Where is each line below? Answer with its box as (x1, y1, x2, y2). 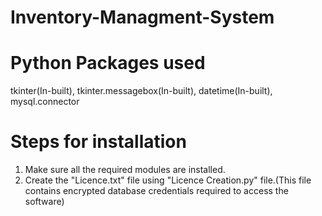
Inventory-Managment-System (10, 6, 275, 29)
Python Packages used (10, 52, 206, 75)
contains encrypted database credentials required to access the (24, 185, 289, 197)
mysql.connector (10, 96, 80, 108)
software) (24, 196, 65, 208)
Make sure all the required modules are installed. (24, 164, 226, 176)
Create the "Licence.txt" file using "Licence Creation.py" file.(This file (24, 174, 312, 186)
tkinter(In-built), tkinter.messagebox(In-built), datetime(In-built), (10, 85, 273, 97)
